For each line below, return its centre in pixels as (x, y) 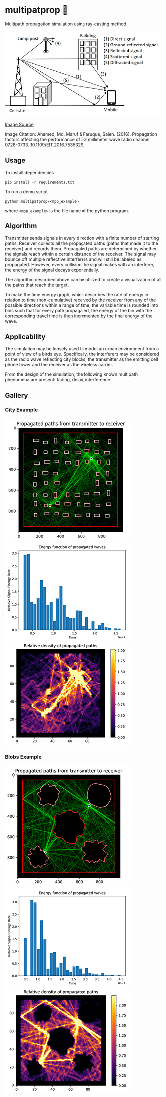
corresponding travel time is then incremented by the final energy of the (79, 316)
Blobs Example (23, 757)
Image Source (19, 124)
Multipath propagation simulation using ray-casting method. (66, 24)
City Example (22, 410)
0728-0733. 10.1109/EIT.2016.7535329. (45, 145)
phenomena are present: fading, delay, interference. (58, 380)
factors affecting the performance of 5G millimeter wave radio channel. (78, 139)
